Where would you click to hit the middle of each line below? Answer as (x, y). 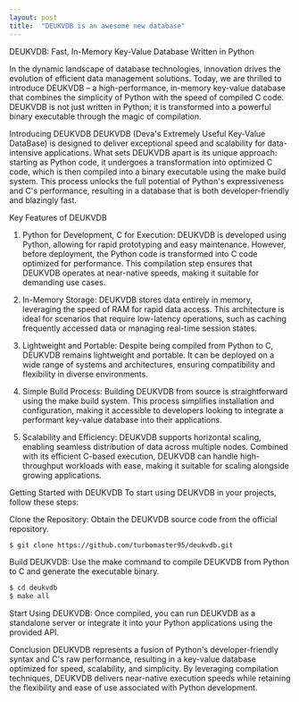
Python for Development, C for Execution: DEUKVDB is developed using (154, 234)
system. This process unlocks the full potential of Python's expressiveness (146, 181)
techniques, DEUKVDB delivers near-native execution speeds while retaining (150, 678)
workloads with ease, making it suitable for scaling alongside (178, 465)
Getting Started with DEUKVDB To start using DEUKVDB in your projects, (143, 492)
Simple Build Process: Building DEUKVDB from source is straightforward (155, 391)
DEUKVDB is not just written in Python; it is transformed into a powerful (140, 106)
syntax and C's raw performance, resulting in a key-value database (133, 659)
